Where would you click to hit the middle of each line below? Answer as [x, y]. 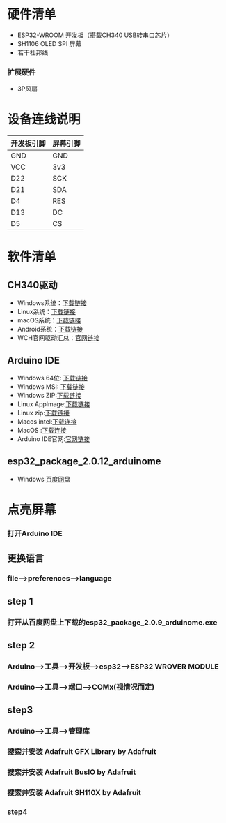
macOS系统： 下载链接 [49, 320]
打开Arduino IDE [35, 533]
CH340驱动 [32, 284]
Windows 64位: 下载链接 [53, 378]
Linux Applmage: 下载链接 [54, 404]
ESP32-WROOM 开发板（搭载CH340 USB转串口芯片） [95, 35]
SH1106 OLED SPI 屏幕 [49, 43]
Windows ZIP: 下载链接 [49, 395]
